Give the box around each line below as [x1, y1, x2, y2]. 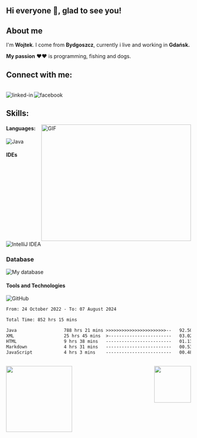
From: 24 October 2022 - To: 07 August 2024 [6, 306, 117, 313]
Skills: [6, 108, 29, 118]
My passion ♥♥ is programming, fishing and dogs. [6, 53, 131, 60]
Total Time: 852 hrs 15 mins [6, 317, 77, 323]
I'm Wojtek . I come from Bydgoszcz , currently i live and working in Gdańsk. [6, 42, 191, 49]
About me [6, 26, 43, 36]
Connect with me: [6, 70, 73, 80]
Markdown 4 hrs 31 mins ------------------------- [6, 344, 172, 349]
